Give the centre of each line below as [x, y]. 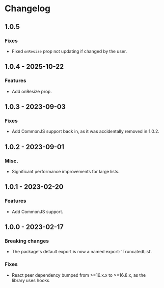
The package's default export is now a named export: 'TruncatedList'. [82, 252]
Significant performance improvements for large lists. [66, 171]
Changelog [27, 9]
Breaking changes [27, 241]
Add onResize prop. [32, 91]
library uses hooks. [31, 280]
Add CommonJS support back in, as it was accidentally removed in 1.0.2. [85, 131]
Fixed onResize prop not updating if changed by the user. [69, 51]
